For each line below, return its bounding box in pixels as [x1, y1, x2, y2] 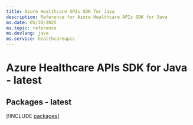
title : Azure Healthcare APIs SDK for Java [6, 8, 115, 15]
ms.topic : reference [6, 25, 57, 31]
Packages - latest [6, 97, 72, 107]
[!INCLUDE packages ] [6, 113, 60, 119]
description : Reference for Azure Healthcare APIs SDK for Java [6, 14, 168, 20]
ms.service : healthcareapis [6, 36, 76, 42]
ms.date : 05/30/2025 [6, 19, 57, 25]
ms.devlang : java [6, 31, 49, 36]
